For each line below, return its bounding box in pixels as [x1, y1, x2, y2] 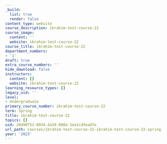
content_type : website [5, 21, 52, 26]
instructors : [5, 72, 32, 77]
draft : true [5, 58, 30, 63]
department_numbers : [5, 48, 48, 53]
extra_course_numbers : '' [5, 62, 59, 67]
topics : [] [5, 117, 28, 123]
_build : [5, 7, 21, 12]
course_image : [5, 30, 35, 35]
